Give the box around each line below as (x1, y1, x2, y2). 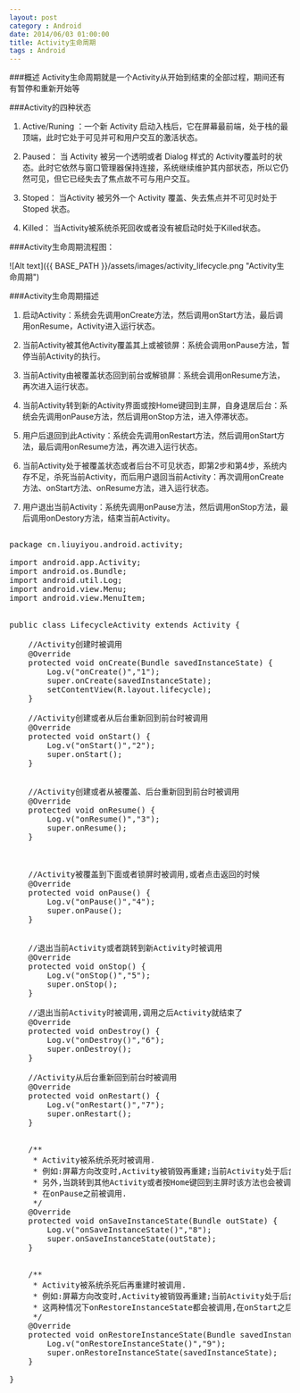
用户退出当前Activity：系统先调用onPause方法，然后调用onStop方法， (21, 502, 281, 513)
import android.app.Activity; (9, 557, 142, 568)
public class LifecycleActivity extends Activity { (9, 620, 241, 630)
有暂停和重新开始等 (9, 83, 80, 94)
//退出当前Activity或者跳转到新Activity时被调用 (28, 943, 223, 954)
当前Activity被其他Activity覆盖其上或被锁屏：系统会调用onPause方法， (21, 340, 283, 351)
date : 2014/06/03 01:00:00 (9, 29, 110, 38)
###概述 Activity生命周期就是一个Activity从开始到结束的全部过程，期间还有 (9, 72, 286, 83)
